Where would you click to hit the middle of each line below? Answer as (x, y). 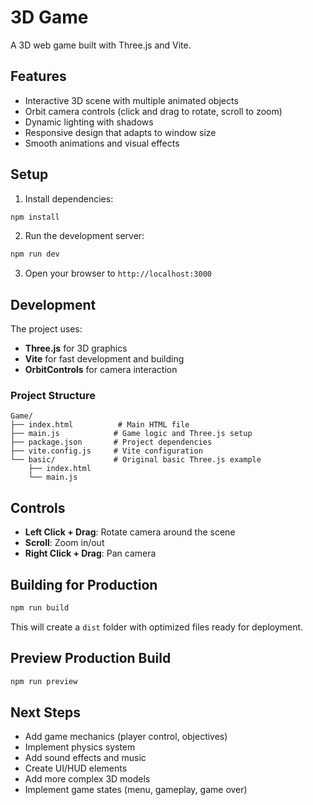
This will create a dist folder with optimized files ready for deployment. (157, 627)
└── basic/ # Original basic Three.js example (136, 460)
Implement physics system (80, 747)
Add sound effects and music (85, 758)
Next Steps (45, 712)
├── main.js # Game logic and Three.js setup (131, 434)
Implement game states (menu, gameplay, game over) (136, 790)
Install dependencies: (69, 198)
